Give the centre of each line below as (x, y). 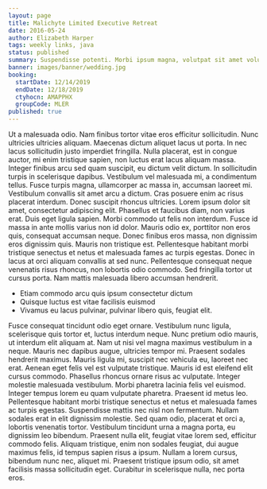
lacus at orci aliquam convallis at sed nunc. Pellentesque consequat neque (130, 261)
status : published (39, 52)
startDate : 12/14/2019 (53, 82)
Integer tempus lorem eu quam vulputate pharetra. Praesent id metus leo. (128, 393)
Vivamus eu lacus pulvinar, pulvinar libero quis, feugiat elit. (116, 310)
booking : (23, 75)
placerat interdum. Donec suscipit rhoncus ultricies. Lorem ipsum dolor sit (129, 202)
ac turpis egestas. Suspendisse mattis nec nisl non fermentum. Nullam (124, 410)
